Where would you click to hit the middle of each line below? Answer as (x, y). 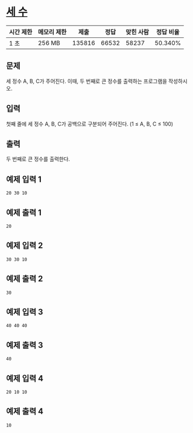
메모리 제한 (52, 32)
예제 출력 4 (25, 412)
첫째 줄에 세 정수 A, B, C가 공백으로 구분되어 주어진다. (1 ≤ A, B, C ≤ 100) (90, 124)
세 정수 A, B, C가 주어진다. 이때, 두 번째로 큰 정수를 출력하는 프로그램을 (87, 81)
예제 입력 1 (24, 179)
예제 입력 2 (25, 246)
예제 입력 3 (25, 312)
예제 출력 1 (24, 212)
